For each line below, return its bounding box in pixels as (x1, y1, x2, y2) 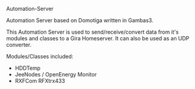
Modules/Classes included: (6, 53, 74, 60)
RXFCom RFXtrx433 (14, 78, 65, 84)
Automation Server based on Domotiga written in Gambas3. (6, 17, 154, 23)
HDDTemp (14, 64, 41, 72)
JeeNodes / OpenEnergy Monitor (14, 71, 97, 78)
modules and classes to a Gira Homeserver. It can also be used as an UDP (6, 35, 190, 41)
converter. (6, 41, 32, 48)
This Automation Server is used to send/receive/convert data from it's (6, 28, 179, 35)
